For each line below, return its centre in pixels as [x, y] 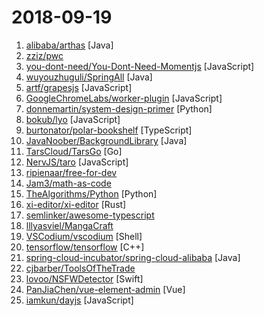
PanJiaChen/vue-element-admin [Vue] [105, 289]
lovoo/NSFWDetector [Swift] [84, 278]
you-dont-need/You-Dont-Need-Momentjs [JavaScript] [140, 66]
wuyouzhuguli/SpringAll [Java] [89, 77]
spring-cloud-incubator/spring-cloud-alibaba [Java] [133, 257]
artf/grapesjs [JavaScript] [79, 87]
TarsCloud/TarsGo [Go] [74, 151]
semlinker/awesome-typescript [90, 215]
